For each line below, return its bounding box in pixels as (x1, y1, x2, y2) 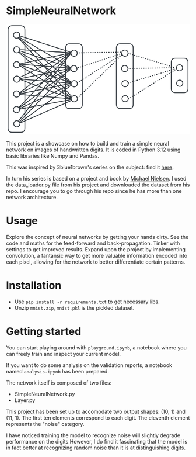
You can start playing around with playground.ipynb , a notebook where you (6, 344, 187, 351)
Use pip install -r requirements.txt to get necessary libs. (14, 298, 160, 305)
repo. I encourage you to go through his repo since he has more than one (6, 187, 182, 194)
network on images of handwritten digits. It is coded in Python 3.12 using (6, 146, 181, 153)
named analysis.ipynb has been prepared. (6, 368, 109, 375)
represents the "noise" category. (6, 420, 85, 427)
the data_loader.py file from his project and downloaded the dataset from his (6, 181, 190, 188)
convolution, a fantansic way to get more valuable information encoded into (6, 252, 188, 259)
